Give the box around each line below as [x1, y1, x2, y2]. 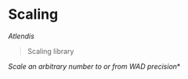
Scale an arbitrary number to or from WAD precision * [8, 61, 181, 71]
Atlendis [8, 31, 35, 41]
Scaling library [27, 46, 74, 56]
